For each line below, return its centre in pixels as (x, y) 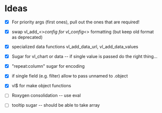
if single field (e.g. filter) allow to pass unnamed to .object (70, 76)
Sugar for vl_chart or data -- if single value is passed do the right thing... (84, 56)
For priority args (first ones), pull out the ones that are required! (76, 22)
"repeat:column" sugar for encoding (48, 66)
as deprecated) (27, 38)
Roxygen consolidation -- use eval (46, 95)
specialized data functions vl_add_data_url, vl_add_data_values (75, 47)
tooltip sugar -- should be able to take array (56, 105)
